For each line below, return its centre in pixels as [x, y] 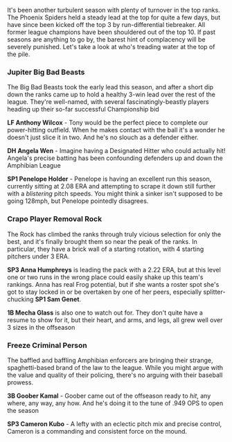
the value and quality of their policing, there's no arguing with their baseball [115, 375]
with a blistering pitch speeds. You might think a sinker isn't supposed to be [115, 194]
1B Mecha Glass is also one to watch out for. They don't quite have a [105, 312]
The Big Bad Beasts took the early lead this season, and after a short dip [110, 87]
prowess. [20, 382]
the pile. [19, 54]
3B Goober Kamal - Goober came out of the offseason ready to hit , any [109, 396]
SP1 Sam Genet [57, 299]
